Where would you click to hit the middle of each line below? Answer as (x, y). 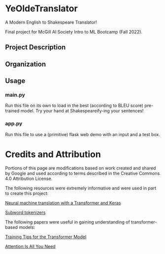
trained (12, 111)
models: (27, 227)
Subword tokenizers (25, 212)
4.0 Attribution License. (29, 179)
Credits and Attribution (53, 154)
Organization (25, 64)
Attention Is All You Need (30, 246)
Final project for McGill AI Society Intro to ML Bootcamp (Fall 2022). (74, 32)
